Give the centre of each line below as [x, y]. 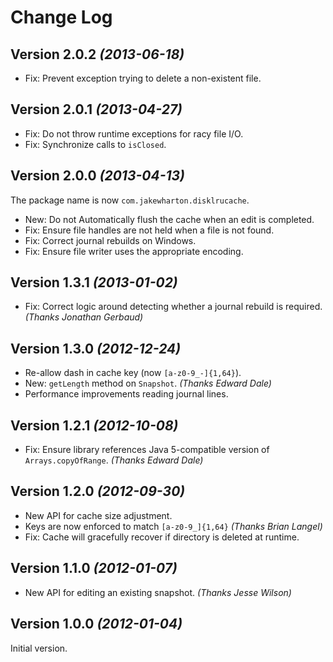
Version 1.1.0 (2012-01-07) [94, 568]
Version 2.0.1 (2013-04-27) [96, 109]
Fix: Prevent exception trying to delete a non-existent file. [143, 78]
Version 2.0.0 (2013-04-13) [97, 176]
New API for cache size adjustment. [98, 515]
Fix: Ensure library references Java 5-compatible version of [147, 450]
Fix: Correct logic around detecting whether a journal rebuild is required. [173, 307]
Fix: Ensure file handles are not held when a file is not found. [149, 230]
